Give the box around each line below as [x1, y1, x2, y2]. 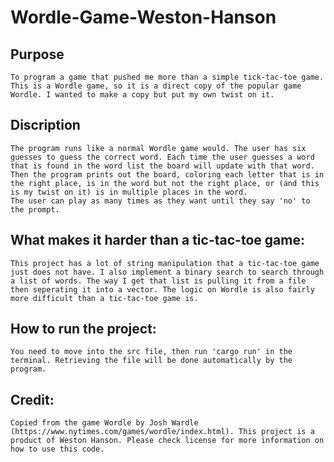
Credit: [10, 391, 55, 408]
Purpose [10, 46, 65, 63]
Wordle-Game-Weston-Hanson [10, 6, 277, 29]
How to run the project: [10, 321, 157, 338]
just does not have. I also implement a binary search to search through [10, 267, 325, 277]
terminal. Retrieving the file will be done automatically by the [10, 356, 293, 366]
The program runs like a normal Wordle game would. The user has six [10, 143, 307, 153]
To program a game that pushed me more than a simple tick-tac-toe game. [10, 72, 325, 82]
